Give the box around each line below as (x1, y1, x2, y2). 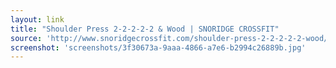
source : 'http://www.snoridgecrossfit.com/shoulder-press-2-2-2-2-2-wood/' (10, 33, 333, 43)
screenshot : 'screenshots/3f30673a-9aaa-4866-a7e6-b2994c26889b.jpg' (10, 42, 307, 53)
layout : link (10, 14, 65, 25)
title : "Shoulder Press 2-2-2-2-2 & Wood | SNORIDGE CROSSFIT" (10, 24, 280, 34)
